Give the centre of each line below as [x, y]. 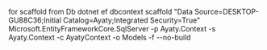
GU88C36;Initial [35, 20]
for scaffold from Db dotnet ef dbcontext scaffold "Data [101, 12]
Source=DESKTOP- [227, 12]
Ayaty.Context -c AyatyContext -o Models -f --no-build [100, 37]
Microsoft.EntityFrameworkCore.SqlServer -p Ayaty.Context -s [112, 29]
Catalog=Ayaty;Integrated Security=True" [132, 20]
